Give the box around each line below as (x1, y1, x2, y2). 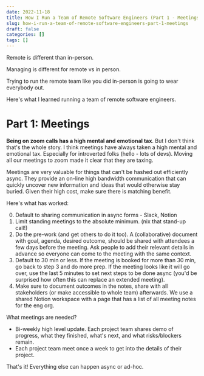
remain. (15, 338, 35, 346)
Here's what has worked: (6, 199, 69, 207)
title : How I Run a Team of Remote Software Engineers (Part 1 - (6, 15, 175, 21)
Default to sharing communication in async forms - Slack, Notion (15, 211, 177, 218)
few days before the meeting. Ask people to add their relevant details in (15, 243, 194, 251)
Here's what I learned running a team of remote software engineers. (6, 96, 177, 103)
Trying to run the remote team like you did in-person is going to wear (6, 77, 178, 85)
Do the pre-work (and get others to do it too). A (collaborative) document (15, 231, 198, 238)
